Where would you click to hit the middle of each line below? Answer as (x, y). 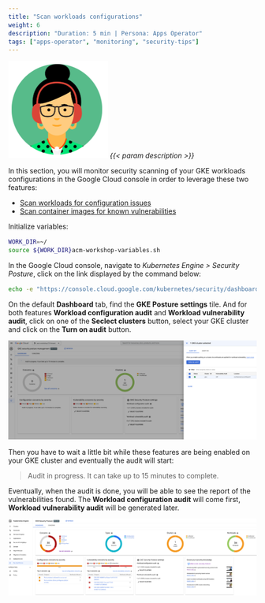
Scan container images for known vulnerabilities (98, 211)
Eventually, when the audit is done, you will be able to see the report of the (129, 491)
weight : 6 (24, 25)
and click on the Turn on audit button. (70, 329)
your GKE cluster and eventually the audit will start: (91, 460)
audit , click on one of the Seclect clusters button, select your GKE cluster (129, 321)
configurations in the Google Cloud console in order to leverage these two (129, 179)
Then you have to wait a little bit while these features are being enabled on (129, 452)
